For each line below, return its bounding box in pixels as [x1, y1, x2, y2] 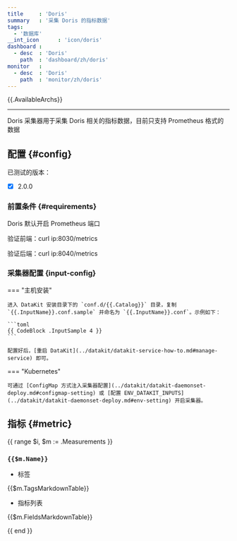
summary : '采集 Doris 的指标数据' [7, 17, 111, 24]
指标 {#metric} [7, 418, 73, 430]
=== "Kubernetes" [7, 367, 61, 375]
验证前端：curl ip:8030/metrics [7, 234, 98, 242]
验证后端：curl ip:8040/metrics [7, 249, 98, 258]
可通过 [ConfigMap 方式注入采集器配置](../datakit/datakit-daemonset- [7, 382, 207, 389]
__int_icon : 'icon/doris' [7, 37, 102, 44]
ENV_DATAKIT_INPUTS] [123, 389, 185, 396]
